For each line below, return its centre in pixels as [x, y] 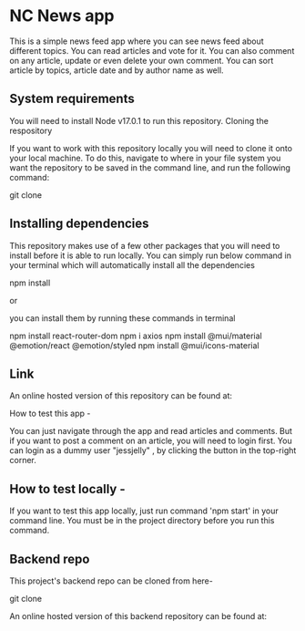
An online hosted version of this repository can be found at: [121, 396]
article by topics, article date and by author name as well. [117, 70]
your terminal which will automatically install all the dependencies [132, 264]
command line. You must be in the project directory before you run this [142, 521]
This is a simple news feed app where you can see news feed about [137, 41]
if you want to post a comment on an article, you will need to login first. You [151, 441]
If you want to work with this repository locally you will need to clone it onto [151, 148]
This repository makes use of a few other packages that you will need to [145, 245]
